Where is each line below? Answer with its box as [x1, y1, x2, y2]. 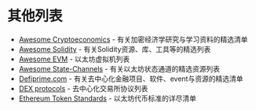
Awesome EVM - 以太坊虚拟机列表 [18, 54, 130, 64]
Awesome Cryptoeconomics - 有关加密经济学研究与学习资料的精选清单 [18, 35, 248, 44]
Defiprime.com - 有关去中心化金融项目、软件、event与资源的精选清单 [18, 74, 243, 83]
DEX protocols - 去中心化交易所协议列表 [18, 83, 148, 93]
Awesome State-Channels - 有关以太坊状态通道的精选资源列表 [18, 64, 221, 73]
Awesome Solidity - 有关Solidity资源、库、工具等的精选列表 [18, 44, 211, 53]
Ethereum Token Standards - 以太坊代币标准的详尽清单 [18, 93, 197, 103]
